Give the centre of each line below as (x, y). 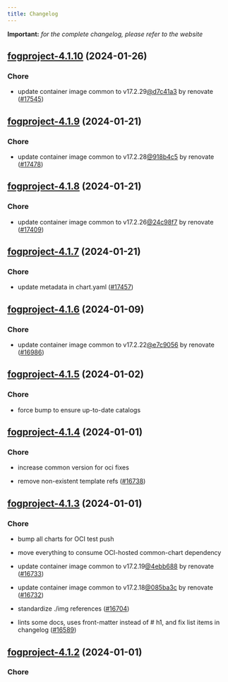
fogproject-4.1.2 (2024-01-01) (75, 652)
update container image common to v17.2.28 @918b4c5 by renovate (116, 157)
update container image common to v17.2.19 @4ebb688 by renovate (115, 566)
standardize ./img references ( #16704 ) (73, 609)
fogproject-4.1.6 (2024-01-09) (76, 309)
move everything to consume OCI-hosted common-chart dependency (119, 553)
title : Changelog (33, 14)
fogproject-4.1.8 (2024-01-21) (74, 187)
